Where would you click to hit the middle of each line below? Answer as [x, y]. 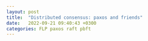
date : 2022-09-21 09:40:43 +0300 [51, 23]
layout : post [23, 12]
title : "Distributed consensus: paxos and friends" [75, 17]
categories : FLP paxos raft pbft [49, 29]
